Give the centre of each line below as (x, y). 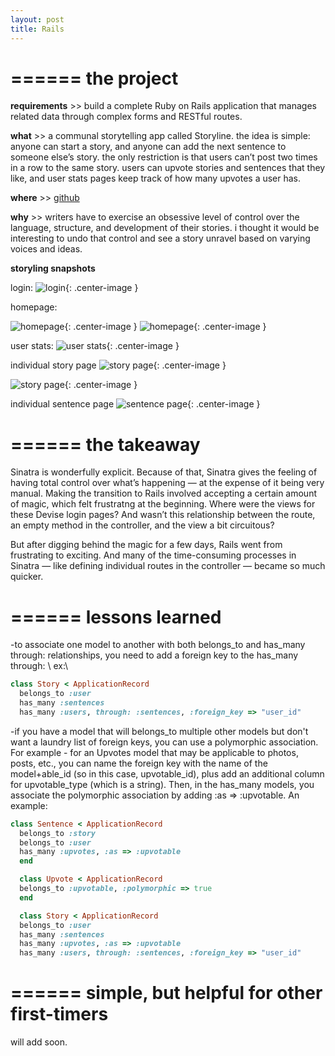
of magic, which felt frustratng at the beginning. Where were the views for (163, 504)
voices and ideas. (46, 249)
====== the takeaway (105, 444)
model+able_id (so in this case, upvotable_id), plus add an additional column (167, 773)
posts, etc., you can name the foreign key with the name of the (139, 763)
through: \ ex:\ (39, 666)
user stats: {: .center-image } (95, 346)
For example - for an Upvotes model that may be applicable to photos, (154, 752)
